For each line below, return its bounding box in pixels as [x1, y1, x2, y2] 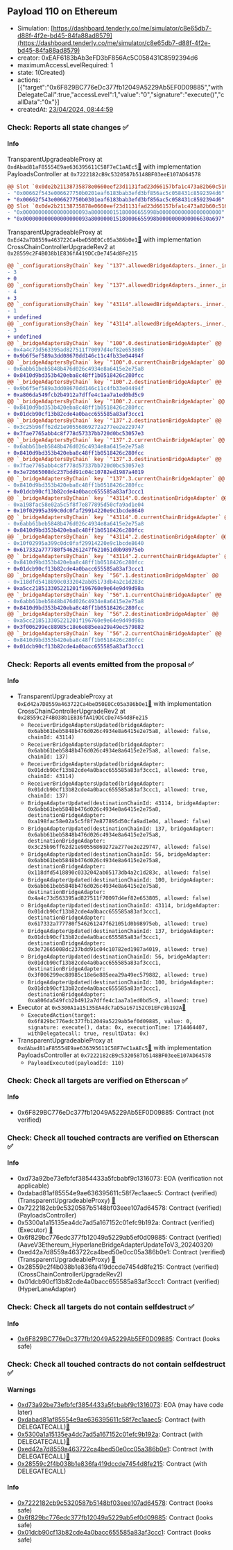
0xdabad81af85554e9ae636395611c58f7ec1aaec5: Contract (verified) [17, 1189, 218, 1197]
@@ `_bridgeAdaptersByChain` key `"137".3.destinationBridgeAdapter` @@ [7, 456, 222, 463]
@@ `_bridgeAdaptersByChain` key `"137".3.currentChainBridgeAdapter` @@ [7, 475, 225, 482]
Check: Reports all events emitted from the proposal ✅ [7, 659, 194, 669]
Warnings [7, 1385, 36, 1394]
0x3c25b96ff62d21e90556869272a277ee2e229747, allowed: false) [27, 843, 212, 850]
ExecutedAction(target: [27, 1011, 97, 1019]
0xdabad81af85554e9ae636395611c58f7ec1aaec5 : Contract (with [17, 1415, 206, 1424]
